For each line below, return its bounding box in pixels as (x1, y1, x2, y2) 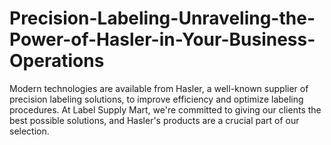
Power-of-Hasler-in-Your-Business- (9, 28, 316, 51)
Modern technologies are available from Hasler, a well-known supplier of (9, 82, 309, 94)
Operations (9, 50, 105, 72)
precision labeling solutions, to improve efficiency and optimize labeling (9, 93, 304, 105)
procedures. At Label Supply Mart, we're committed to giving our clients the (9, 103, 322, 116)
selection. (9, 125, 50, 137)
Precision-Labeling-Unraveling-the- (9, 7, 316, 30)
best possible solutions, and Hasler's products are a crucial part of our (9, 114, 300, 126)
